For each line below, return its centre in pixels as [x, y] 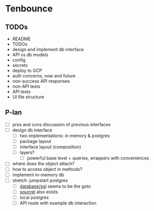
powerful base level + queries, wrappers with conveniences [88, 158]
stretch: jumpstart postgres [40, 180]
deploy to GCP [27, 70]
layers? [27, 152]
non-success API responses [41, 81]
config [19, 60]
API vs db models [30, 55]
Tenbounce [29, 9]
